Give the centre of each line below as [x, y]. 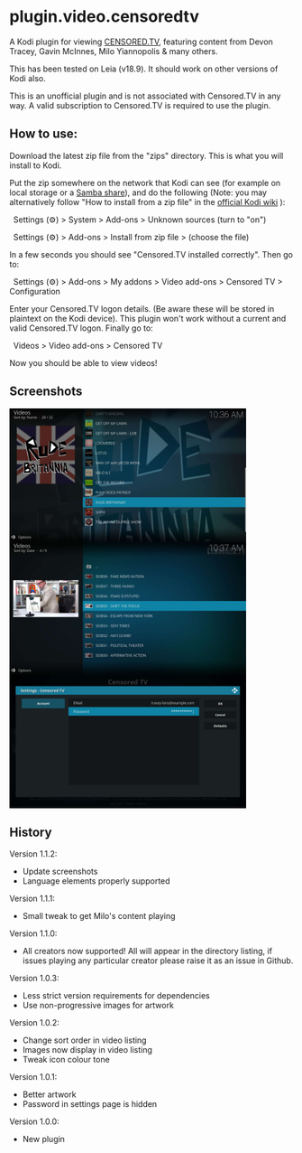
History [31, 832]
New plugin [44, 1139]
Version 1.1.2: [33, 854]
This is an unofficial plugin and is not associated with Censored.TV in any [145, 96]
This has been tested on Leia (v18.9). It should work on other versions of [144, 69]
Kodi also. [28, 78]
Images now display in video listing [87, 1050]
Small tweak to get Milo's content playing [99, 916]
